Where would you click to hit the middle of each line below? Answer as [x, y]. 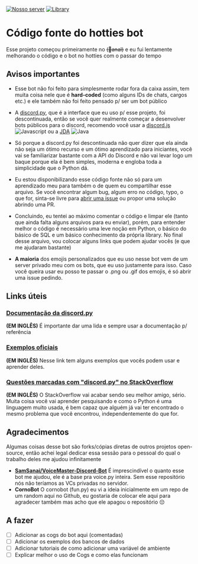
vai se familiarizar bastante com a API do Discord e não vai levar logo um [103, 155]
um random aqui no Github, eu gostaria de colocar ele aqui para [92, 495]
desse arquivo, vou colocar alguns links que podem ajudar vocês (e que [102, 241]
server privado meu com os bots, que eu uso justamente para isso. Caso [103, 265]
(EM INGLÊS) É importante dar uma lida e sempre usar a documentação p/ [97, 326]
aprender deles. [25, 367]
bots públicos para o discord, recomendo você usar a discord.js [92, 125]
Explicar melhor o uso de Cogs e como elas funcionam [81, 555]
